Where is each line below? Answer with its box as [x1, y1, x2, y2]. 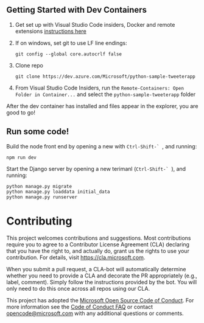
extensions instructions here [15, 27, 87, 35]
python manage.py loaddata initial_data [6, 189, 111, 195]
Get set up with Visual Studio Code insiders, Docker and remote [15, 21, 175, 28]
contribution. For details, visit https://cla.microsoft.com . [6, 254, 146, 261]
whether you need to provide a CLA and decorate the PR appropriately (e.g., [6, 272, 198, 279]
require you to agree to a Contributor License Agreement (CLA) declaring [6, 240, 190, 248]
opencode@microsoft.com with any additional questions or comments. [6, 310, 184, 317]
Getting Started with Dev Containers [6, 5, 147, 15]
